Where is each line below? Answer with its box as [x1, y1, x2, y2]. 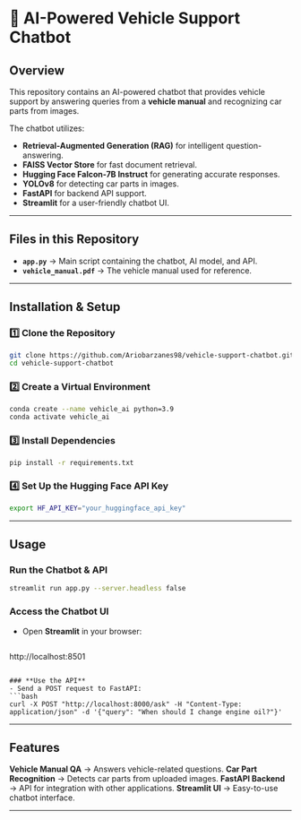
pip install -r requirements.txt [9, 458, 134, 467]
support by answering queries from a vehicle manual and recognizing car [9, 96, 282, 107]
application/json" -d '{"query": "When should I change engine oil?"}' [9, 707, 282, 716]
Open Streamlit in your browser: [21, 626, 142, 636]
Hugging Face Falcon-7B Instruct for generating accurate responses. [21, 169, 280, 179]
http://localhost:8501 [9, 651, 86, 661]
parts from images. [9, 106, 80, 116]
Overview [9, 63, 65, 78]
